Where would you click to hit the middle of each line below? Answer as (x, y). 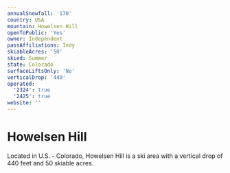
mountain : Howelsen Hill (43, 26)
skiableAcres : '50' (35, 52)
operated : (21, 84)
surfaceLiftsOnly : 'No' (41, 71)
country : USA (26, 20)
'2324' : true (32, 90)
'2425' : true (32, 97)
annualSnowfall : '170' (39, 13)
